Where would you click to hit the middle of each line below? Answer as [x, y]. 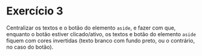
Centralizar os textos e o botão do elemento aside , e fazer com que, [91, 28]
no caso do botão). [30, 47]
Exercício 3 [35, 11]
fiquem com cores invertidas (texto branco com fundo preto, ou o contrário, [101, 40]
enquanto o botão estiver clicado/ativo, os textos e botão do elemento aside [101, 34]
